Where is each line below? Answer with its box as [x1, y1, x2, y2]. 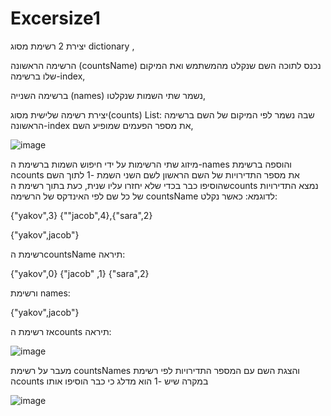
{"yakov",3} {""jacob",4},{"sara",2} [10, 209, 153, 221]
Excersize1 [10, 7, 101, 30]
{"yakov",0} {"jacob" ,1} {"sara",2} [10, 267, 150, 279]
